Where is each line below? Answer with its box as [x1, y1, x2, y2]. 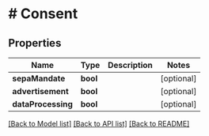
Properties [8, 36, 62, 50]
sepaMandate [12, 73, 66, 84]
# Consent [8, 5, 78, 23]
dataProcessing [12, 99, 74, 109]
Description [108, 60, 153, 70]
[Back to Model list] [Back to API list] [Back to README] [8, 119, 190, 128]
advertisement [12, 86, 69, 96]
